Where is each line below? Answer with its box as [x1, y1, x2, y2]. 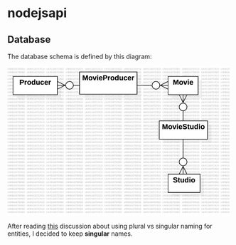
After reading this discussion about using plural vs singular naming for [7, 221, 213, 230]
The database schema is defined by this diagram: [7, 52, 152, 61]
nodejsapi [7, 5, 68, 21]
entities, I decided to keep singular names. [7, 229, 133, 238]
